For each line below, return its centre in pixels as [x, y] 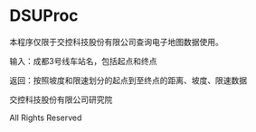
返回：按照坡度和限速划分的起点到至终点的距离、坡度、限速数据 [128, 80]
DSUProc [44, 16]
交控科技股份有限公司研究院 [61, 99]
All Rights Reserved [46, 118]
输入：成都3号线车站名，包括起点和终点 [83, 61]
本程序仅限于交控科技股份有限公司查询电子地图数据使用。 [116, 42]
